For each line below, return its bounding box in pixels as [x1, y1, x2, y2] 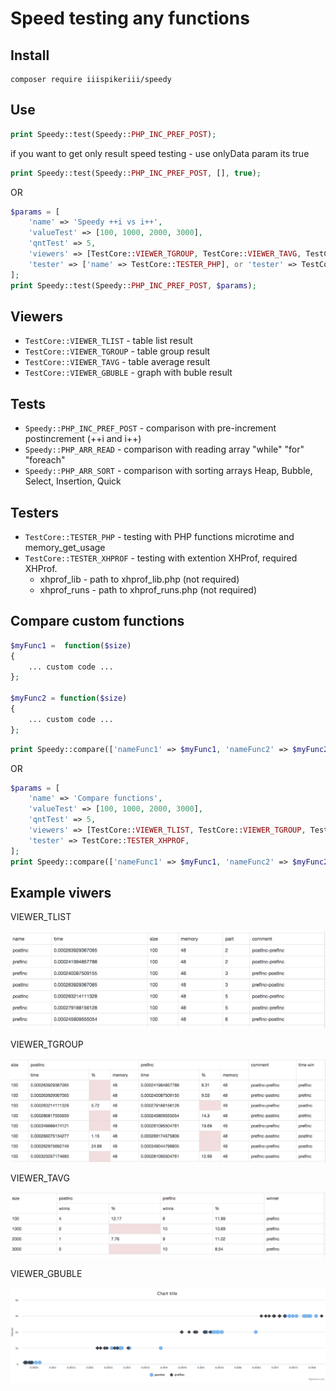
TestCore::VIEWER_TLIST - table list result [24, 335, 193, 347]
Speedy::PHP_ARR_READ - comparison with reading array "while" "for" [24, 443, 305, 456]
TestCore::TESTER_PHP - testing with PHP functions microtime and [24, 531, 295, 542]
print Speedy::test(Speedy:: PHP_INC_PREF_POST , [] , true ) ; [10, 168, 262, 178]
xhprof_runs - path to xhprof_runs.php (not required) [39, 584, 258, 596]
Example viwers [10, 884, 112, 901]
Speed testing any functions [10, 7, 250, 30]
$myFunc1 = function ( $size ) [10, 640, 132, 651]
